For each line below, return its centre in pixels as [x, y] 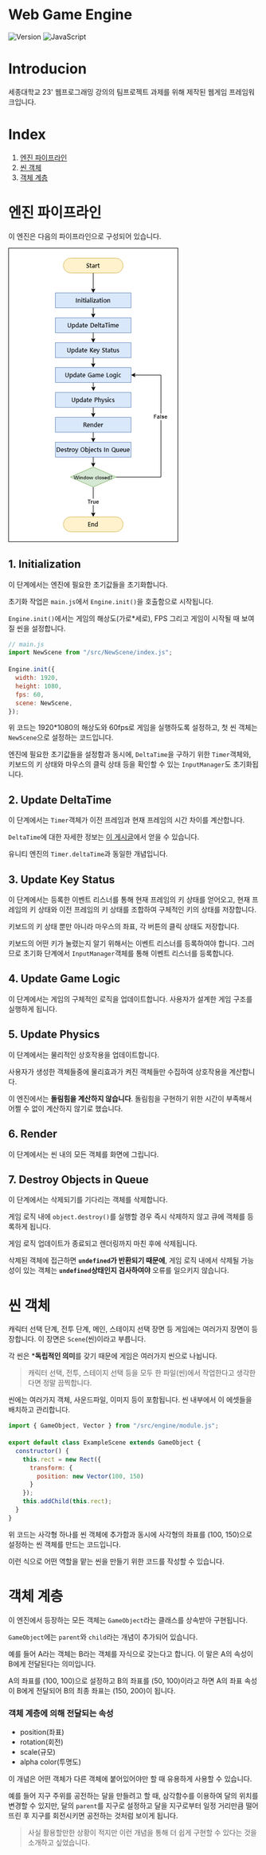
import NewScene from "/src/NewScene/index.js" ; [90, 653]
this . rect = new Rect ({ [62, 1459]
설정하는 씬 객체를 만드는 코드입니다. [65, 1544]
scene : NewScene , [44, 703]
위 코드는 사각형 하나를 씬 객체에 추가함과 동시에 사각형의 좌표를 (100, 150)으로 [130, 1534]
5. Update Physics [54, 1035]
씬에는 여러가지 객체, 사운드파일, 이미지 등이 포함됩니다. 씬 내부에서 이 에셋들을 [130, 1400]
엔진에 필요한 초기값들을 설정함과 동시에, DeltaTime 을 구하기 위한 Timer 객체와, [130, 755]
